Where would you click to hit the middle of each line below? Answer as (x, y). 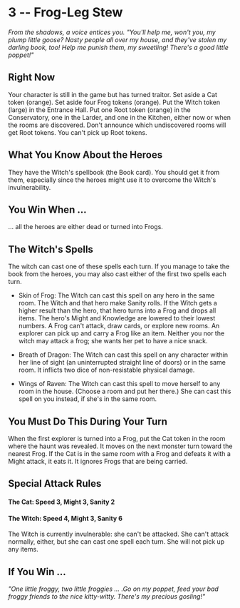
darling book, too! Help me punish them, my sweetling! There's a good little (118, 47)
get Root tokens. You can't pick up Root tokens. (78, 132)
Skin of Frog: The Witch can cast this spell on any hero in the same (116, 295)
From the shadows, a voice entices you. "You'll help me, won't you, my (112, 32)
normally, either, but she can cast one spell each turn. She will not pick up (116, 542)
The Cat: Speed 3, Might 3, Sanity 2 (62, 502)
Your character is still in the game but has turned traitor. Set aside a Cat (113, 94)
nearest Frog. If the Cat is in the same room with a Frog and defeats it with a (119, 454)
